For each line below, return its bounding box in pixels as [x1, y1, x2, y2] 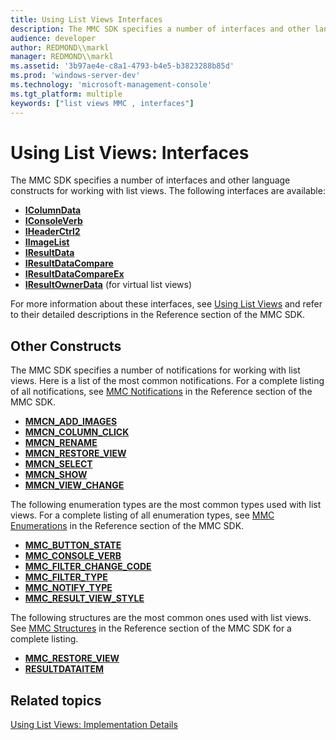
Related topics [10, 692, 102, 709]
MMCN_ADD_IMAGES [24, 416, 118, 428]
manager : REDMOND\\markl [10, 52, 114, 62]
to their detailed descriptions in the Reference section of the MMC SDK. [10, 309, 306, 321]
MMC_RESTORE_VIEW [24, 652, 120, 665]
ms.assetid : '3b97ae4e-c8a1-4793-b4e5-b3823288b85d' [10, 61, 235, 71]
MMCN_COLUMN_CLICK [24, 426, 130, 438]
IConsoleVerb [24, 215, 83, 227]
